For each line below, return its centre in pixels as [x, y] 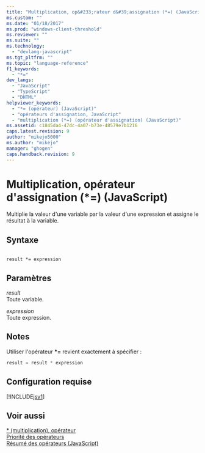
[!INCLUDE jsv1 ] [25, 396]
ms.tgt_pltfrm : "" [30, 57]
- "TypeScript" [31, 92]
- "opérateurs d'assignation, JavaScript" [67, 114]
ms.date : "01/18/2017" [35, 23]
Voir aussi [26, 415]
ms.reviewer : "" [27, 35]
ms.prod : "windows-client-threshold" [54, 29]
